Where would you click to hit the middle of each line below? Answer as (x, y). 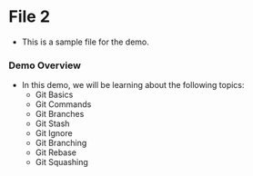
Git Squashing (61, 162)
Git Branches (60, 114)
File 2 (30, 17)
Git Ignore (54, 133)
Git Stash (52, 123)
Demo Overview (45, 65)
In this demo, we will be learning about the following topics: (133, 85)
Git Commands (63, 104)
